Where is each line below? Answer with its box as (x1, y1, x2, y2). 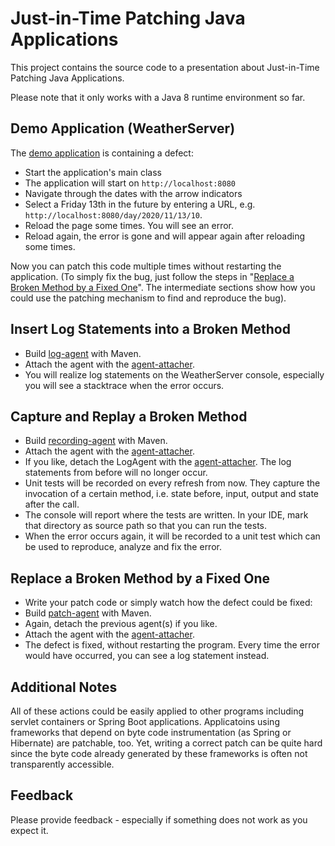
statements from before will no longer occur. (24, 467, 208, 479)
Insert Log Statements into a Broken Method (10, 321, 291, 338)
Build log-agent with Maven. (24, 347, 142, 359)
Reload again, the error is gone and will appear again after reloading (24, 230, 305, 242)
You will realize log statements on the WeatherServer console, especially (24, 368, 325, 381)
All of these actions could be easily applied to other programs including (10, 705, 304, 717)
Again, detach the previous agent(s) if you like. (24, 618, 218, 630)
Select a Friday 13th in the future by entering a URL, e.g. (24, 198, 256, 210)
